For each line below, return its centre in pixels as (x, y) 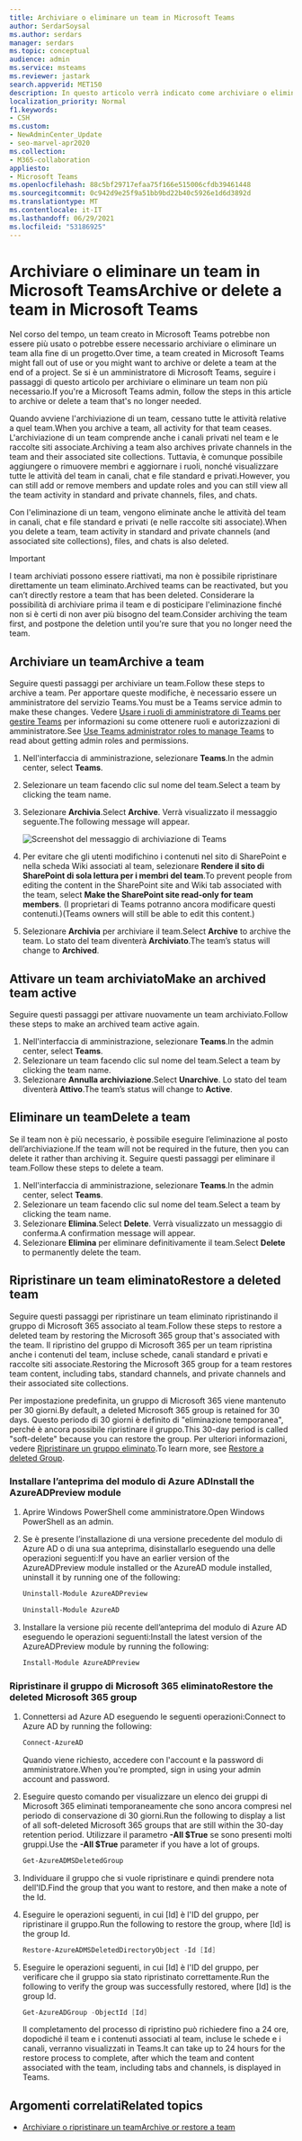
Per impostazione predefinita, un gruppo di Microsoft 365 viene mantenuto (148, 1401)
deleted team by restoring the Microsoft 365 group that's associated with (145, 1335)
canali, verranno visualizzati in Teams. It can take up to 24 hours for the (154, 2048)
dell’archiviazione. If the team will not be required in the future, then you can (149, 1149)
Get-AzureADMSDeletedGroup (73, 1860)
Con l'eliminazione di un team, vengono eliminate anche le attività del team (147, 513)
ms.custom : (30, 127)
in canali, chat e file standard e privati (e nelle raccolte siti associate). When (148, 522)
